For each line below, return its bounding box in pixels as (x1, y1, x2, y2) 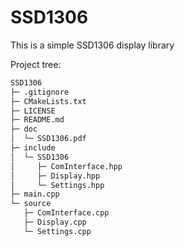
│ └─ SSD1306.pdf (10, 134, 87, 144)
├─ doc (10, 124, 38, 135)
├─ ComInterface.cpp (23, 208, 110, 218)
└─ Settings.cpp (23, 226, 92, 236)
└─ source (10, 199, 52, 209)
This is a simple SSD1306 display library (10, 39, 175, 51)
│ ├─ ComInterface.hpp (10, 161, 123, 171)
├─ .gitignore (10, 87, 70, 97)
